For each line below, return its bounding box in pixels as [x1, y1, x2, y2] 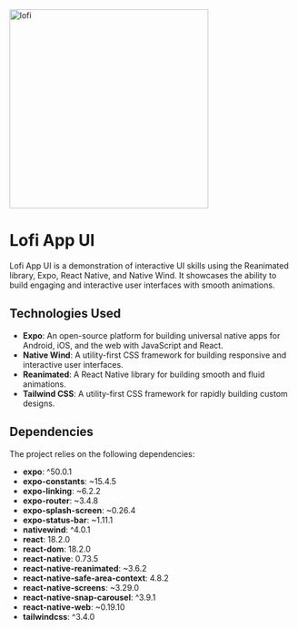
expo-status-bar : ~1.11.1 [22, 514, 114, 525]
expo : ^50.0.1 [22, 466, 73, 477]
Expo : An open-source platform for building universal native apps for [22, 330, 281, 340]
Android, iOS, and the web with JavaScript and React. [22, 340, 224, 350]
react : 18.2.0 [22, 533, 71, 544]
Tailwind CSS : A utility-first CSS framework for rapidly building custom [22, 388, 288, 399]
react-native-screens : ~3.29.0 [22, 582, 139, 593]
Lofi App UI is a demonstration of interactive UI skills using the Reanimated [9, 259, 289, 271]
